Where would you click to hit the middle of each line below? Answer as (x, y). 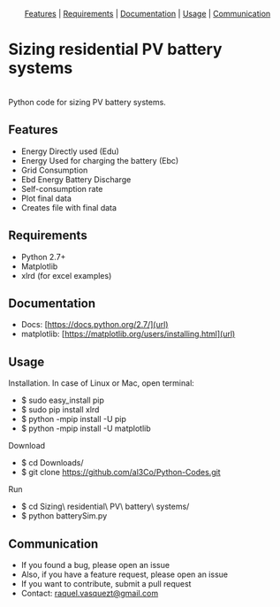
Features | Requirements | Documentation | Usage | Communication (148, 14)
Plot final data (46, 198)
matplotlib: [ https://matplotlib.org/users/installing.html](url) (128, 334)
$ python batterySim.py (64, 516)
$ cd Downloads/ (52, 463)
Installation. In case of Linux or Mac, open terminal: (102, 383)
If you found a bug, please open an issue (95, 565)
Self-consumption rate (62, 188)
